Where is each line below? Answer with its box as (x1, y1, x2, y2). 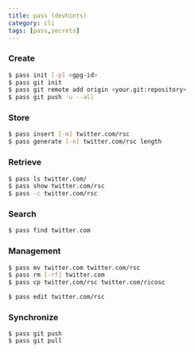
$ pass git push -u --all (8, 93, 94, 101)
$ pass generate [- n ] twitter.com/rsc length (8, 137, 162, 146)
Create (8, 53, 36, 64)
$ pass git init (8, 78, 62, 86)
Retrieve (8, 157, 42, 168)
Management (8, 245, 61, 256)
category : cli (8, 19, 56, 27)
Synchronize (8, 312, 59, 323)
